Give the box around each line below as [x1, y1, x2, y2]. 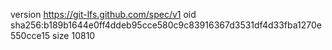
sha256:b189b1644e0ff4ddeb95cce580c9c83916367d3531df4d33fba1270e [10, 19, 322, 31]
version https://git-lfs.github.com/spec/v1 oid [10, 9, 197, 20]
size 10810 [52, 30, 96, 41]
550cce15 [10, 30, 51, 41]
